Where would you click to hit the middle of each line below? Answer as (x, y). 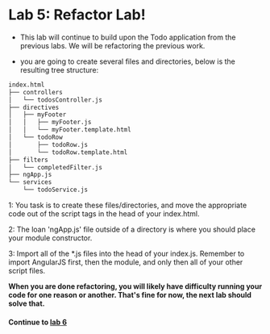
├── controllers (35, 92)
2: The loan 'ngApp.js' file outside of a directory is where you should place (132, 230)
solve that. (27, 303)
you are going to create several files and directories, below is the (127, 61)
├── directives (34, 107)
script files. (27, 271)
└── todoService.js (56, 190)
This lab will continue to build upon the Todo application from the (128, 37)
